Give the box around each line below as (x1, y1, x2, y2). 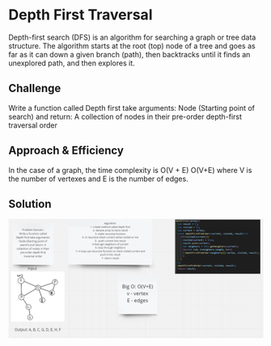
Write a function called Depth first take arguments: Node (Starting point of (8, 103, 256, 112)
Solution (8, 196, 52, 211)
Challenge (8, 82, 61, 95)
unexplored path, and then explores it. (8, 58, 135, 68)
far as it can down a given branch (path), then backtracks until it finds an (8, 49, 251, 59)
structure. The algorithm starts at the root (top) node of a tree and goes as (8, 40, 256, 50)
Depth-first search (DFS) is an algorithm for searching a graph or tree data (8, 32, 256, 42)
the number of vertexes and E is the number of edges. (8, 174, 188, 184)
